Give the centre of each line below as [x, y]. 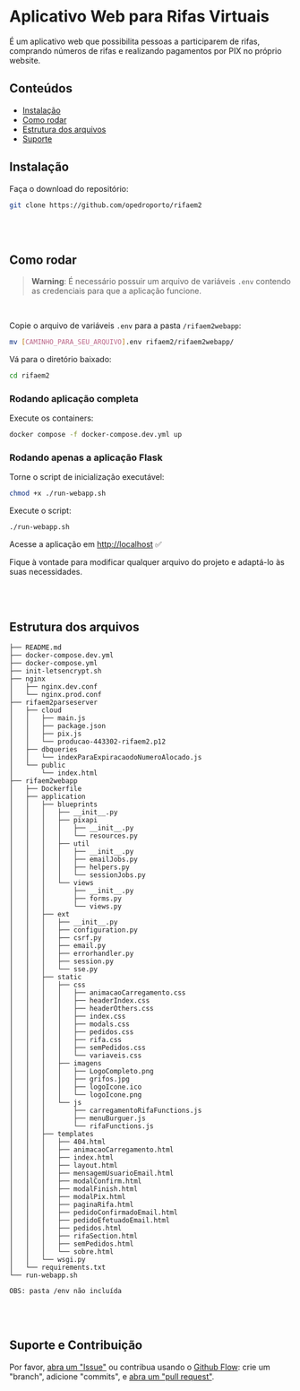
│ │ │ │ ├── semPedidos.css [77, 1048]
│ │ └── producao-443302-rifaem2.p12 [88, 742]
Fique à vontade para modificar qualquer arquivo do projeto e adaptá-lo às [147, 562]
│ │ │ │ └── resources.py [74, 836]
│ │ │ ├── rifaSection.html [74, 1236]
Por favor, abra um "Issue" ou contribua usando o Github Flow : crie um [140, 1367]
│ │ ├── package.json [57, 726]
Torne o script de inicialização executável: [87, 477]
